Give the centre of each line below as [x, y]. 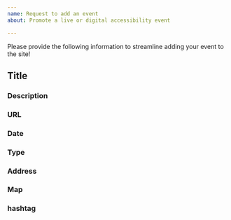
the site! [19, 54]
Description [28, 95]
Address [22, 171]
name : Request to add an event [53, 14]
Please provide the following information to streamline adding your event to [115, 46]
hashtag [22, 209]
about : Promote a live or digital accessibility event [89, 20]
